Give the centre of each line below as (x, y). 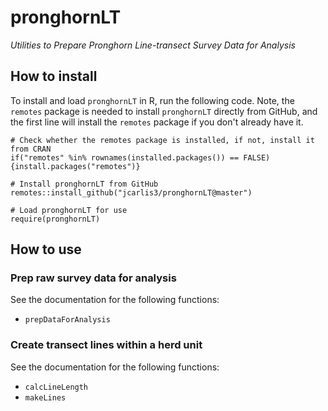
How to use (46, 249)
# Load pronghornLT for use (69, 210)
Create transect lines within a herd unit (106, 345)
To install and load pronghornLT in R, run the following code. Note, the (152, 100)
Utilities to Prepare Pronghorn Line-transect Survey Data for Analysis (153, 45)
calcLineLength (56, 387)
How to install (54, 76)
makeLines (45, 397)
